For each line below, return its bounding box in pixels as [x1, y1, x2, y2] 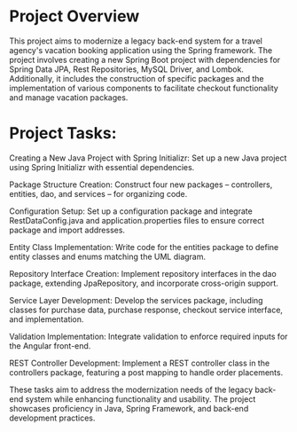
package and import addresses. [9, 224, 126, 235]
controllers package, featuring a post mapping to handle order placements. [9, 366, 284, 378]
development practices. [9, 412, 96, 423]
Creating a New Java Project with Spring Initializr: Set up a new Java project [9, 153, 287, 163]
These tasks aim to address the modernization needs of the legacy [9, 384, 254, 395]
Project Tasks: [9, 123, 117, 144]
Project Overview [9, 6, 140, 27]
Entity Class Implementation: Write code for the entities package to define [9, 241, 279, 252]
